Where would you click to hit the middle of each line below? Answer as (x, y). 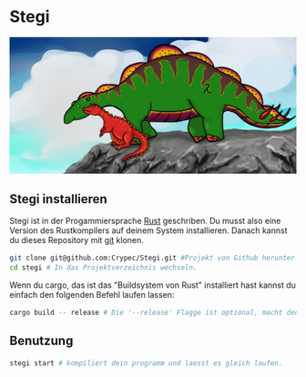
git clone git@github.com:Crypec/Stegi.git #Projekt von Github (134, 258)
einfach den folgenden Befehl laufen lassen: (92, 295)
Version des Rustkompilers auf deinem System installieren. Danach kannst (148, 230)
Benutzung (41, 341)
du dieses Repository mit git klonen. (76, 240)
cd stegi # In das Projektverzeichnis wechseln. (103, 268)
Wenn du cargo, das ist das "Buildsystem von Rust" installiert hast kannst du (153, 285)
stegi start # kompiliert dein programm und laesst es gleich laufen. (146, 363)
